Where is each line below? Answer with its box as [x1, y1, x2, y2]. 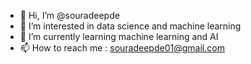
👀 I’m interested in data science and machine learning [19, 20, 242, 32]
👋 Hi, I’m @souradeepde [19, 10, 120, 21]
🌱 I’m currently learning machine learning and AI [19, 31, 219, 42]
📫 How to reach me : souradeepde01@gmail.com [19, 42, 225, 54]
